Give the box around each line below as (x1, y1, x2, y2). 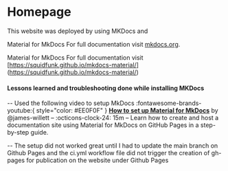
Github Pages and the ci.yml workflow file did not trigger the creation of (7, 149, 210, 157)
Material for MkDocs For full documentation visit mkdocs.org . (7, 40, 181, 48)
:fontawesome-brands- (136, 99, 202, 107)
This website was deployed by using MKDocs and (7, 27, 148, 35)
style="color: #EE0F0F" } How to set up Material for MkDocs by (36, 106, 218, 115)
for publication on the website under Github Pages (26, 156, 169, 165)
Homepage (7, 4, 71, 20)
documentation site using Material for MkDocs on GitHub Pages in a (7, 121, 199, 129)
